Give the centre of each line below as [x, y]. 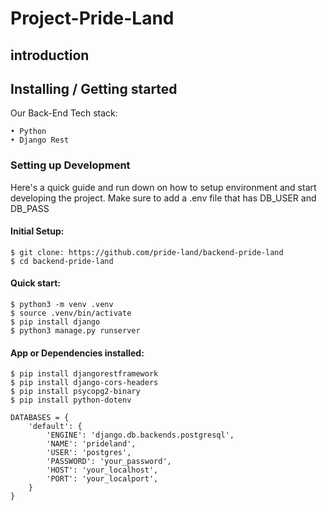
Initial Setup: [37, 231]
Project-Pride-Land [92, 18]
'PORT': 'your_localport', [102, 479]
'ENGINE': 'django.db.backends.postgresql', [140, 435]
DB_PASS [30, 208]
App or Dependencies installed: [77, 353]
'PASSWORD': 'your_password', [109, 462]
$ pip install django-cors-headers [84, 383]
